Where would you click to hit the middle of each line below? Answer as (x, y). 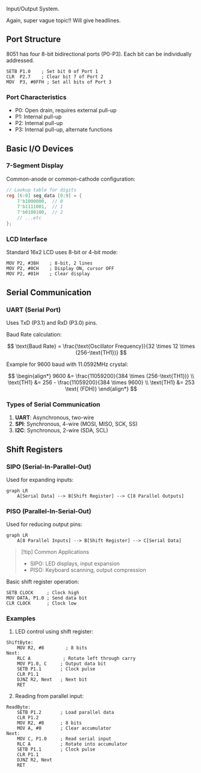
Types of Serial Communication (53, 404)
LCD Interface (27, 239)
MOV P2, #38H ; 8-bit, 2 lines (50, 263)
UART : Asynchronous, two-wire (54, 418)
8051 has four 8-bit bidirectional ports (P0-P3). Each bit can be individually (99, 54)
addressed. (20, 60)
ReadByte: (19, 707)
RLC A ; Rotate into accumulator (73, 744)
